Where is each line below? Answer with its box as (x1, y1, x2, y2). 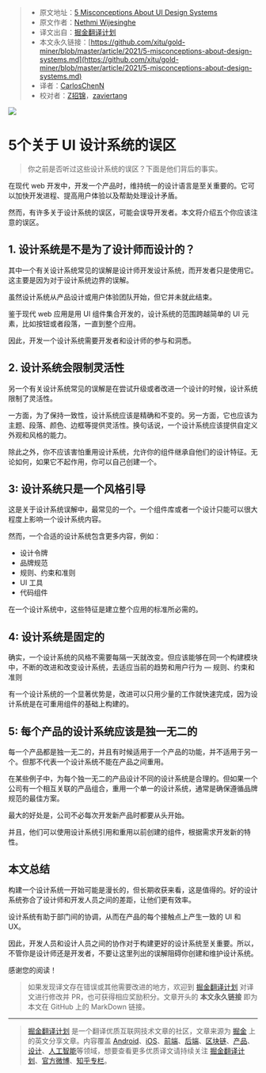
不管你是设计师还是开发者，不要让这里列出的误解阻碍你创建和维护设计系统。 (8, 948, 258, 957)
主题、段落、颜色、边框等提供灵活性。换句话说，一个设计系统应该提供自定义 (8, 420, 258, 430)
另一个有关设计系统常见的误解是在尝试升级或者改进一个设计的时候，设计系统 (8, 383, 258, 393)
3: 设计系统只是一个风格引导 (8, 482, 146, 496)
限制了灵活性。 (8, 394, 57, 403)
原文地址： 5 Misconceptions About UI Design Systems (39, 8, 218, 17)
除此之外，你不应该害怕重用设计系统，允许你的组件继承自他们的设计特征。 (8, 447, 251, 456)
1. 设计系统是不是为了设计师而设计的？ (8, 243, 196, 257)
